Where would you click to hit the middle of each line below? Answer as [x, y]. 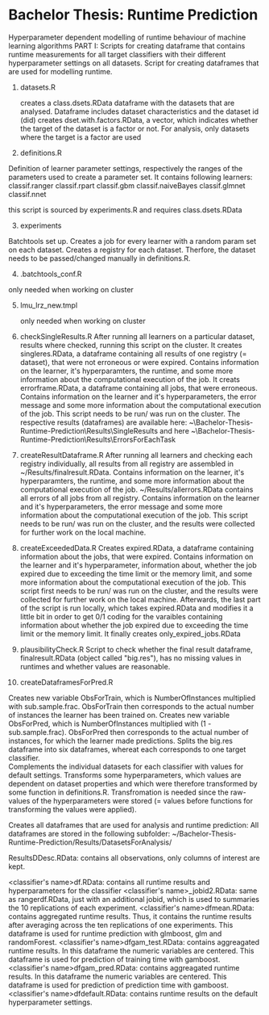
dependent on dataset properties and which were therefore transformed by [133, 783]
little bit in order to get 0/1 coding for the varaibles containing [121, 616]
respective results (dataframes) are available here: [103, 422]
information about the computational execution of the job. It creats [130, 379]
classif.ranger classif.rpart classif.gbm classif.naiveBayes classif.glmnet [127, 185]
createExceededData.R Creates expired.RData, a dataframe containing [137, 547]
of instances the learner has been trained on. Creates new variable [119, 715]
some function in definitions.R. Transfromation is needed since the [119, 792]
